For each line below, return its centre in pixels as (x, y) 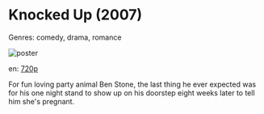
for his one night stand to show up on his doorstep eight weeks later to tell (132, 93)
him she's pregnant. (42, 101)
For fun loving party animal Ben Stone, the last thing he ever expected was (132, 84)
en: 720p (23, 68)
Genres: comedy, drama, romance (65, 37)
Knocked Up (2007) (75, 15)
